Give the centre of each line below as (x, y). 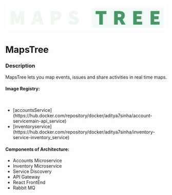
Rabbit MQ (24, 188)
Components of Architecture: (37, 149)
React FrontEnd (29, 182)
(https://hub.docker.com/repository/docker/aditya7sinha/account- (82, 115)
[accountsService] (32, 110)
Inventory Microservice (37, 166)
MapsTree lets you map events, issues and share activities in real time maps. (86, 77)
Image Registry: (23, 89)
